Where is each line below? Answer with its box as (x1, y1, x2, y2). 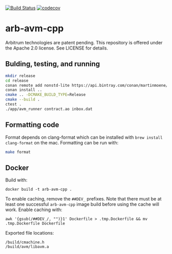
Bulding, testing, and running (5, 60, 100, 68)
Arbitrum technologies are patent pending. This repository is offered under (5, 39, 163, 45)
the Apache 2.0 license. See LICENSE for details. (5, 45, 109, 51)
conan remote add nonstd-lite (5, 83, 70, 88)
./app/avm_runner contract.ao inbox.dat (5, 106, 93, 112)
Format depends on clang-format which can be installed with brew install (5, 134, 163, 140)
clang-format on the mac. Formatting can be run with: (5, 139, 119, 145)
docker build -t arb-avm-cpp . (5, 187, 72, 192)
